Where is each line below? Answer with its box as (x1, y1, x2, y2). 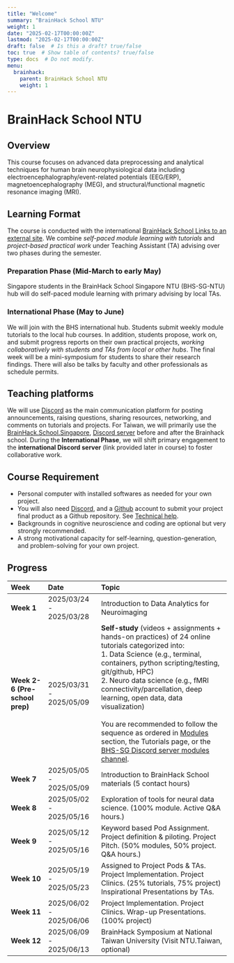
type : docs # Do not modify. (7, 56, 95, 63)
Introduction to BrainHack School (100, 770, 210, 780)
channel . (100, 754, 130, 764)
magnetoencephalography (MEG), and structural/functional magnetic (7, 180, 205, 189)
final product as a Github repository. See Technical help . (17, 512, 179, 521)
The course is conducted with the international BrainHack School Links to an (7, 226, 227, 235)
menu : (7, 62, 23, 69)
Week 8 (10, 803, 37, 813)
